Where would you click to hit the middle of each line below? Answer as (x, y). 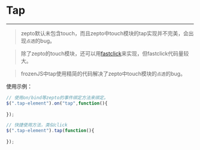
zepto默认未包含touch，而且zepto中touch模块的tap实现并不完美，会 (104, 33)
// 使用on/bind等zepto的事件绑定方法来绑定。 (57, 97)
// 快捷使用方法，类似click (37, 125)
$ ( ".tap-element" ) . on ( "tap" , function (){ (57, 103)
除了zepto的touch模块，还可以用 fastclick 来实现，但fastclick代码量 (102, 53)
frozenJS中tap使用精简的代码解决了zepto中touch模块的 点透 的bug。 (103, 74)
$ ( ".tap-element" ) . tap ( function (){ (50, 131)
